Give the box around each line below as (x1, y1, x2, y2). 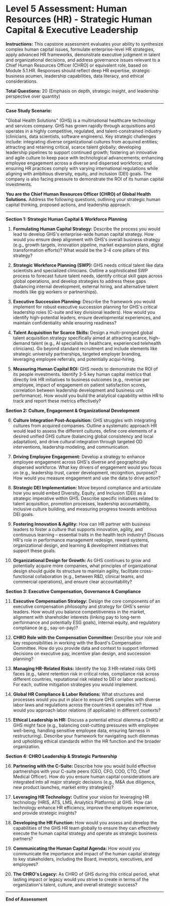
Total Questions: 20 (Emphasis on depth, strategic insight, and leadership (6, 88, 159, 94)
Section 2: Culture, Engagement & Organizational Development (6, 407, 140, 414)
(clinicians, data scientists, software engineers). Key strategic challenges (6, 133, 156, 139)
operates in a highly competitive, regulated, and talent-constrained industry (6, 128, 162, 134)
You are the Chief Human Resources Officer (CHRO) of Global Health (6, 191, 151, 197)
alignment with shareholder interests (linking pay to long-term (13, 614, 141, 620)
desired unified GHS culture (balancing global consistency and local (13, 433, 153, 439)
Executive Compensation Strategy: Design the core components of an (13, 598, 160, 604)
